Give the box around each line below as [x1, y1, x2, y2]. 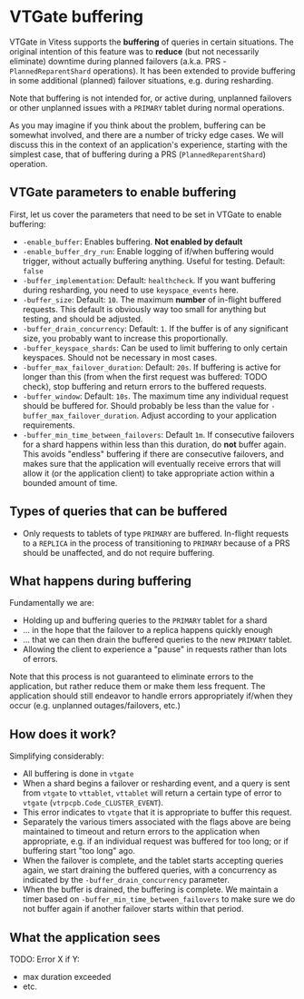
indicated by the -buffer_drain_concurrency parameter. [22, 875, 230, 885]
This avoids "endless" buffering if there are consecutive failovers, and [22, 448, 284, 460]
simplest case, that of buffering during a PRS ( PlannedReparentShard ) [9, 148, 266, 160]
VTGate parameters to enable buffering [9, 184, 237, 201]
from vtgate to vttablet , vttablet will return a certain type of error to [22, 787, 282, 798]
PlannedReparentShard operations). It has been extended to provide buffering [9, 65, 296, 76]
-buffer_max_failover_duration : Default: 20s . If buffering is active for [22, 361, 281, 372]
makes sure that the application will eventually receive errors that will [22, 458, 281, 469]
